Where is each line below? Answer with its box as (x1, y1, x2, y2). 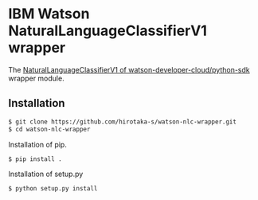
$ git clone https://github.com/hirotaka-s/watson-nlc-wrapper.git (8, 117, 237, 126)
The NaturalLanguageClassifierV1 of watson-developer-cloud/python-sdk (8, 65, 251, 74)
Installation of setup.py (8, 169, 84, 179)
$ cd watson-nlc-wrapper (8, 125, 91, 133)
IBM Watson (8, 5, 90, 23)
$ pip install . (8, 155, 62, 163)
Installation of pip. (8, 139, 68, 149)
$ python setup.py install (8, 185, 98, 193)
